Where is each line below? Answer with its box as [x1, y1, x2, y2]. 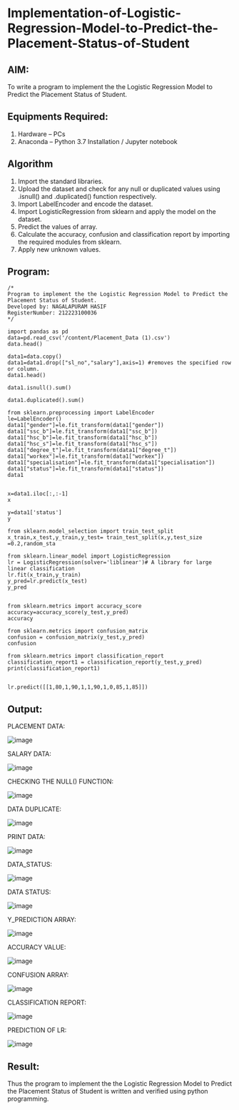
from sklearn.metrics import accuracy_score [7, 602, 142, 610]
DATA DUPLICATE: [7, 805, 62, 813]
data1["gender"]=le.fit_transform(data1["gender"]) [7, 422, 164, 429]
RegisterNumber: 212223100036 [7, 309, 98, 317]
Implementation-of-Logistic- [7, 5, 182, 21]
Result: [7, 1060, 40, 1072]
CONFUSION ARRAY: [7, 971, 69, 980]
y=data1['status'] [7, 509, 62, 516]
